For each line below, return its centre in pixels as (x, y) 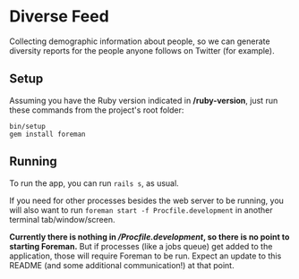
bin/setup (28, 126)
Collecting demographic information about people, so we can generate (140, 41)
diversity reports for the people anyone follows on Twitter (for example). (142, 50)
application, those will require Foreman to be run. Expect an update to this (145, 256)
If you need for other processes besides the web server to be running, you (147, 200)
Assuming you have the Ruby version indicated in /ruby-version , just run (144, 100)
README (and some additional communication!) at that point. (122, 265)
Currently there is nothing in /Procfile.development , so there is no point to (149, 237)
